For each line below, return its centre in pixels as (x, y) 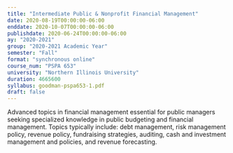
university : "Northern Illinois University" (73, 72)
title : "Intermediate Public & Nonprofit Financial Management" (103, 14)
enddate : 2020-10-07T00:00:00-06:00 (61, 27)
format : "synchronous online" (51, 60)
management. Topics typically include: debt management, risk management (116, 127)
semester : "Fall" (33, 53)
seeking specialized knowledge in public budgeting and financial (100, 119)
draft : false (26, 92)
